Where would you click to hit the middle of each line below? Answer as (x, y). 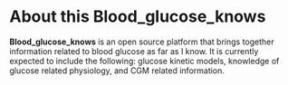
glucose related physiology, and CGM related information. (117, 71)
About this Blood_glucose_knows (138, 17)
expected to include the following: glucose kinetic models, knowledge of (144, 61)
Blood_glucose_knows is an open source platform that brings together (142, 42)
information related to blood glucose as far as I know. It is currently (134, 51)
